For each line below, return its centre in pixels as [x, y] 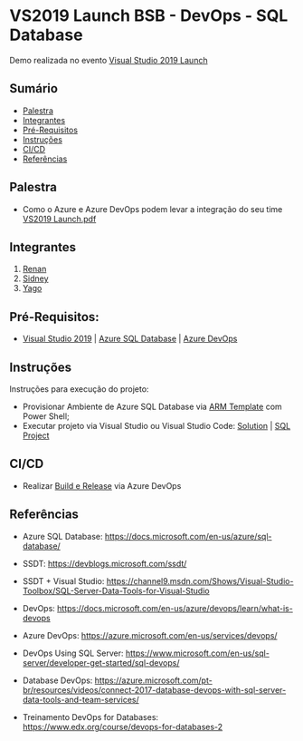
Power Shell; [46, 416]
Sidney [35, 278]
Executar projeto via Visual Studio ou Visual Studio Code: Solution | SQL [156, 426]
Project [36, 435]
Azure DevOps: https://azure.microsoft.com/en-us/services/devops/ [150, 635]
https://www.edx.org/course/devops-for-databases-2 [123, 726]
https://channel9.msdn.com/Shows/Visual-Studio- [200, 580]
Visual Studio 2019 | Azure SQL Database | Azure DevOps [130, 339]
